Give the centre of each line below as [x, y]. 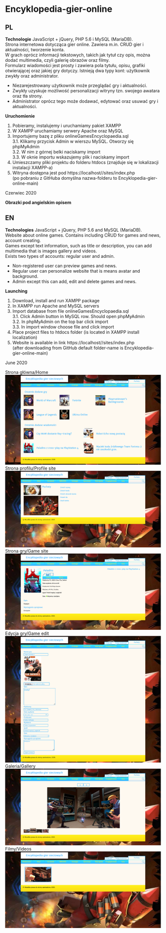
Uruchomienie [20, 116]
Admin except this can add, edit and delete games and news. [74, 281]
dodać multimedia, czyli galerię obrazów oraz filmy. [58, 60]
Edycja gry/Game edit [27, 634]
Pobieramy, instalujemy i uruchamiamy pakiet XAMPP [66, 125]
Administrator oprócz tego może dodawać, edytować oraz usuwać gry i [85, 101]
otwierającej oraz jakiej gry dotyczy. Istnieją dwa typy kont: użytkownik [78, 71]
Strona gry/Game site [27, 551]
